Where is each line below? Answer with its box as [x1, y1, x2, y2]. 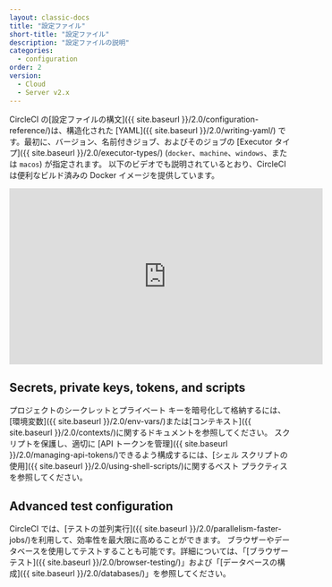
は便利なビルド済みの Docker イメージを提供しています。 [9, 169, 220, 180]
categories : [9, 47, 54, 55]
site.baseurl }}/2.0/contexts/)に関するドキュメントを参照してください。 [9, 427, 273, 438]
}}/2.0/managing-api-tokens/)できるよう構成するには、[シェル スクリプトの [9, 449, 288, 461]
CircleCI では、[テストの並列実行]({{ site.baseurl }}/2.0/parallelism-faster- [9, 523, 282, 534]
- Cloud [17, 80, 47, 89]
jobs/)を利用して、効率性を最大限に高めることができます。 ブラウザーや [9, 534, 275, 546]
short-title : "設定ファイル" [9, 30, 110, 38]
